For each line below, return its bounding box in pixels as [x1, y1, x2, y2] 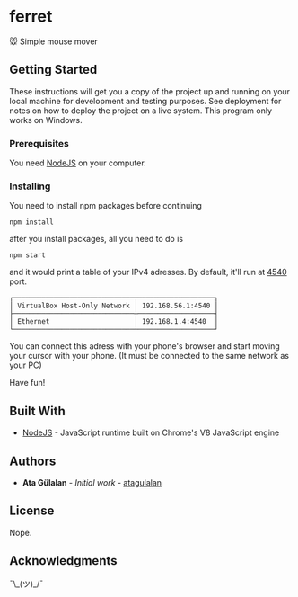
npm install [9, 218, 54, 227]
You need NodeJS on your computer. [9, 157, 146, 168]
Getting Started [9, 62, 98, 77]
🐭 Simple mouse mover [9, 36, 99, 47]
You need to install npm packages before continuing [9, 200, 202, 211]
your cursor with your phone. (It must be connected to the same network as [9, 351, 290, 361]
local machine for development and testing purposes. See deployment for [9, 95, 282, 106]
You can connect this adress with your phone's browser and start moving [9, 341, 280, 352]
